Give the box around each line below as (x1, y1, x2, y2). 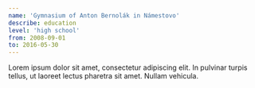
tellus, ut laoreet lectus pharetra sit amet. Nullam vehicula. (8, 71, 199, 81)
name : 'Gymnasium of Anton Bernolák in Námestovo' (8, 11, 180, 20)
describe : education (8, 19, 77, 27)
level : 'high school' (8, 26, 80, 34)
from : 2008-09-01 (8, 33, 66, 42)
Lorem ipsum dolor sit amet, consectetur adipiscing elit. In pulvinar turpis (8, 63, 248, 72)
